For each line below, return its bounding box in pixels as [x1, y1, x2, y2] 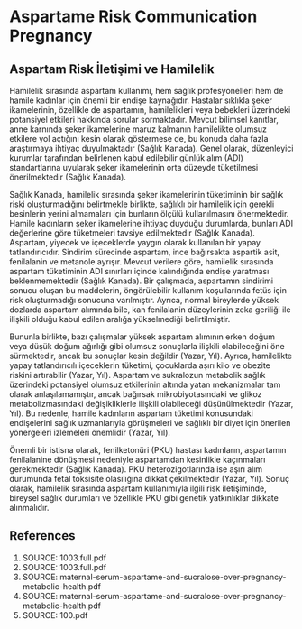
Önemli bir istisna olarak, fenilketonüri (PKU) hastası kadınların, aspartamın [9, 445, 287, 455]
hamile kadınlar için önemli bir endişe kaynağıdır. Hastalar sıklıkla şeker [9, 95, 273, 106]
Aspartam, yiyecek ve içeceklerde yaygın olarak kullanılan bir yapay [9, 237, 261, 247]
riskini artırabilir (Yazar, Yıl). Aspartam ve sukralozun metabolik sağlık [9, 370, 266, 380]
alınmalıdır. [9, 503, 50, 513]
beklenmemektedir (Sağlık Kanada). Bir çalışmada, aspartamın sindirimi [9, 275, 274, 286]
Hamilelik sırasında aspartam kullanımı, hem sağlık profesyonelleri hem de [9, 86, 284, 96]
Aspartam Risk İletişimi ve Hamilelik [9, 61, 215, 77]
